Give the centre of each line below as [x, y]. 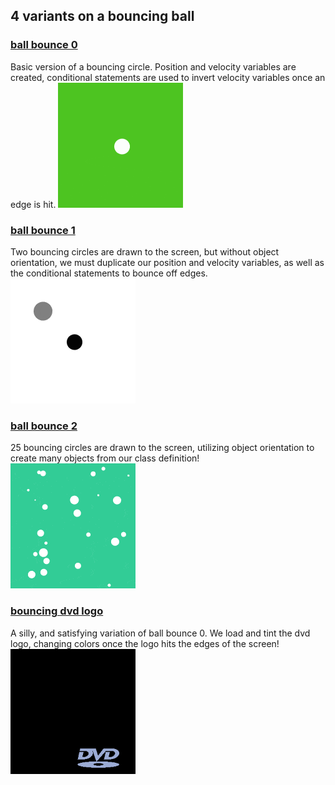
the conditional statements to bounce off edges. [109, 273]
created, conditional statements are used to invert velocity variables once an [168, 77]
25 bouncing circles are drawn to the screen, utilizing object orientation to [162, 448]
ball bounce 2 [44, 426]
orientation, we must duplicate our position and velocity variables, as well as [167, 262]
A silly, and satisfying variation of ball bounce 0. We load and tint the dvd [160, 633]
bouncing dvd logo [57, 611]
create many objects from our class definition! [105, 458]
